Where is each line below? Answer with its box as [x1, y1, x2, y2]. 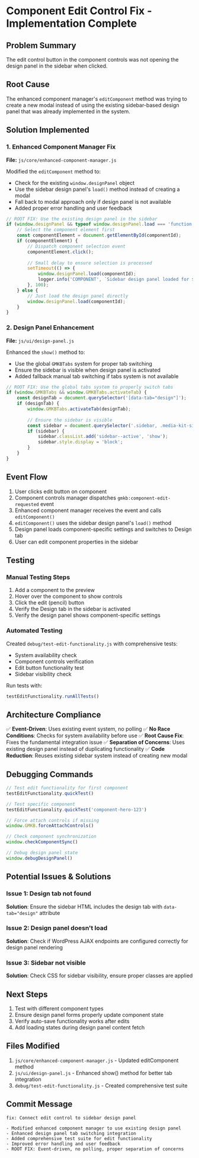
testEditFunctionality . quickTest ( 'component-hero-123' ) [6, 807, 147, 812]
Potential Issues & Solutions [6, 872, 111, 882]
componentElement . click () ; [27, 249, 94, 255]
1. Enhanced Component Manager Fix [6, 143, 116, 151]
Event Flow [6, 472, 48, 482]
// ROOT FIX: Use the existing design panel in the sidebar [6, 216, 158, 222]
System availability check [14, 651, 77, 658]
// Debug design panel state [6, 850, 78, 856]
